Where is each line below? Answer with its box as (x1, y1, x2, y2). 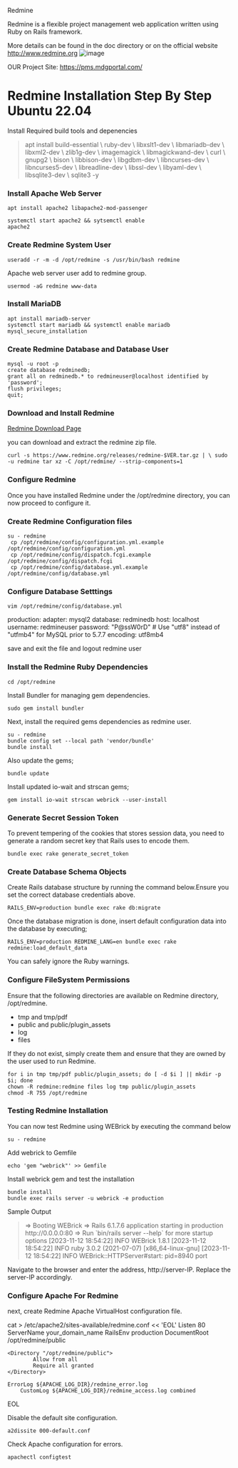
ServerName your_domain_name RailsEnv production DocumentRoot (7, 1328, 209, 1337)
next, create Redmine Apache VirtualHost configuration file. (7, 1307, 182, 1316)
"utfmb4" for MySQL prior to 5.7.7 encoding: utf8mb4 (7, 630, 164, 639)
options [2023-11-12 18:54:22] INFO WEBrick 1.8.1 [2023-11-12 (24, 1236, 207, 1245)
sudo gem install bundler (7, 705, 84, 712)
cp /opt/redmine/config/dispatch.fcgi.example (10, 551, 152, 559)
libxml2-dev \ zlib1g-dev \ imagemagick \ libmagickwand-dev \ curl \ (24, 148, 226, 156)
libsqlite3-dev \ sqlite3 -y (24, 171, 100, 179)
